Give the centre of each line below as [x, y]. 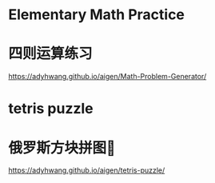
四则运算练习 [51, 54]
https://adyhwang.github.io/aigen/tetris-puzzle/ [87, 170]
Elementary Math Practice [97, 15]
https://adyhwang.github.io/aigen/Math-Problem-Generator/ [107, 77]
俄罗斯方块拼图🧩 [62, 147]
